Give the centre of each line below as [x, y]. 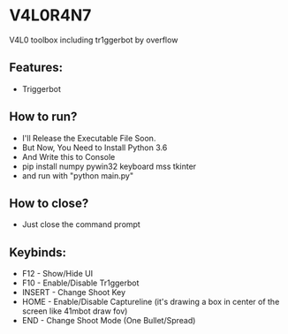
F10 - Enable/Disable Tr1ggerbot [80, 283]
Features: [36, 68]
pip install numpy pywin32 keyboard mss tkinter [109, 166]
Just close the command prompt [81, 224]
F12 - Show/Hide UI [57, 274]
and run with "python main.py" [78, 175]
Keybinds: [38, 252]
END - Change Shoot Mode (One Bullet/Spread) [109, 321]
